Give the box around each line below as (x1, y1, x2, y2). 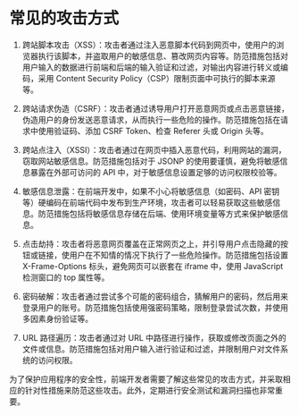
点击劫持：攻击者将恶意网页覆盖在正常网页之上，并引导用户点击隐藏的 (21, 238, 281, 249)
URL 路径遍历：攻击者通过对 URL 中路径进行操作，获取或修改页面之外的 (21, 332, 287, 343)
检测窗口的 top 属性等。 (21, 272, 110, 283)
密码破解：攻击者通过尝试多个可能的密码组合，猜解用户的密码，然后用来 (21, 291, 288, 301)
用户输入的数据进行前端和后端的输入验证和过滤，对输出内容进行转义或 (21, 62, 281, 72)
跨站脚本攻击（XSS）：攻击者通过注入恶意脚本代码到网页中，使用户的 (21, 39, 277, 50)
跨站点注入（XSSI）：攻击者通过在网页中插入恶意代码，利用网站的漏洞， (21, 144, 287, 155)
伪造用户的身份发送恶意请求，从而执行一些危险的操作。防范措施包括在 (21, 114, 281, 125)
